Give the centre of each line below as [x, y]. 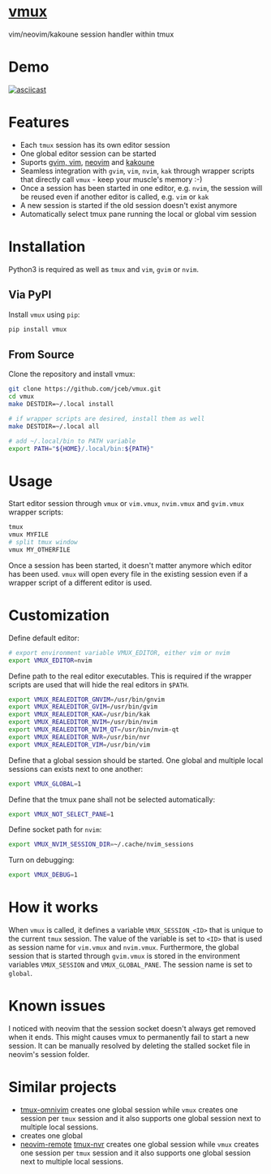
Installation [47, 247]
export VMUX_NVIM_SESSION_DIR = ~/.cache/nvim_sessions [101, 845]
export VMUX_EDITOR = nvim [50, 661]
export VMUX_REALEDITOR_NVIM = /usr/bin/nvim [83, 722]
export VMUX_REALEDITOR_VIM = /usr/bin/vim [80, 745]
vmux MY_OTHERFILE [39, 550]
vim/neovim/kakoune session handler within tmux [91, 34]
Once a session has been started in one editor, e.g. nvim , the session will [141, 188]
